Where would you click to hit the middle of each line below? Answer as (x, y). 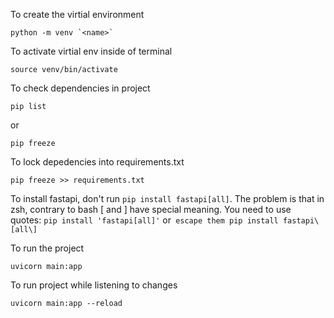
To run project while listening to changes (94, 285)
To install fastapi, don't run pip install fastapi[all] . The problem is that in (167, 198)
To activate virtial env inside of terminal (91, 51)
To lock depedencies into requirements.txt (97, 162)
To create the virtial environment (77, 14)
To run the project (47, 248)
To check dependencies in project (80, 88)
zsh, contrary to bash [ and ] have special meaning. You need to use (151, 209)
